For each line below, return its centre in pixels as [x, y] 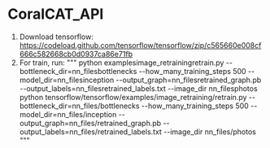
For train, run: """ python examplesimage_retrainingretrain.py [122, 63]
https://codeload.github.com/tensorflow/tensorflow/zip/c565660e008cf [140, 45]
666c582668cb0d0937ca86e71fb [76, 54]
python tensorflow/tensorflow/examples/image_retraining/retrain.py [133, 97]
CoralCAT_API [56, 14]
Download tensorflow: [57, 37]
